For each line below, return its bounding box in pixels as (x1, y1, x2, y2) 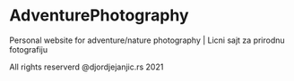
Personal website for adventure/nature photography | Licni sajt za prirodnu (9, 35, 285, 45)
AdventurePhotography (9, 5, 190, 26)
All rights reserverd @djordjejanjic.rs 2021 (9, 61, 164, 72)
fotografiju (9, 44, 48, 54)
